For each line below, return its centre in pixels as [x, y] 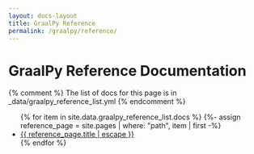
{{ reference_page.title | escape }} [77, 135]
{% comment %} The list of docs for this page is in [93, 93]
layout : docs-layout [43, 16]
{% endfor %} [43, 143]
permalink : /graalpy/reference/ [63, 31]
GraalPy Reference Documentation [127, 71]
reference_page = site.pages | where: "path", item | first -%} [121, 126]
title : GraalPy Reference [52, 23]
